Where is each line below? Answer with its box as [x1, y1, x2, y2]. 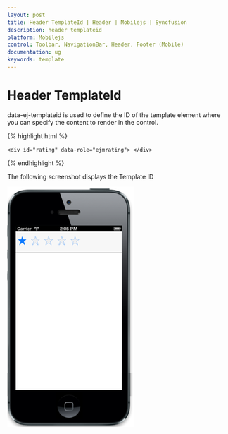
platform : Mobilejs [7, 34, 65, 41]
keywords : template [7, 56, 65, 64]
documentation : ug [7, 49, 61, 56]
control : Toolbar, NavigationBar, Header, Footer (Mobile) [7, 41, 184, 49]
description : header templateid [7, 26, 102, 33]
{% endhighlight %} [7, 159, 65, 167]
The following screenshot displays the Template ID [7, 172, 154, 181]
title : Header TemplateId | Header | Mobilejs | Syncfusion [7, 18, 188, 26]
